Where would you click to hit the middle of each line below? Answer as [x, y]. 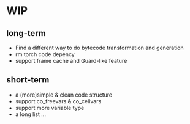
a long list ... [30, 114]
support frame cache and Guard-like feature [71, 61]
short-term [28, 80]
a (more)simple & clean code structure [63, 95]
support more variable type [50, 108]
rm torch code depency [45, 54]
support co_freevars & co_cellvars [58, 101]
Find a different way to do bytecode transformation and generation [99, 48]
